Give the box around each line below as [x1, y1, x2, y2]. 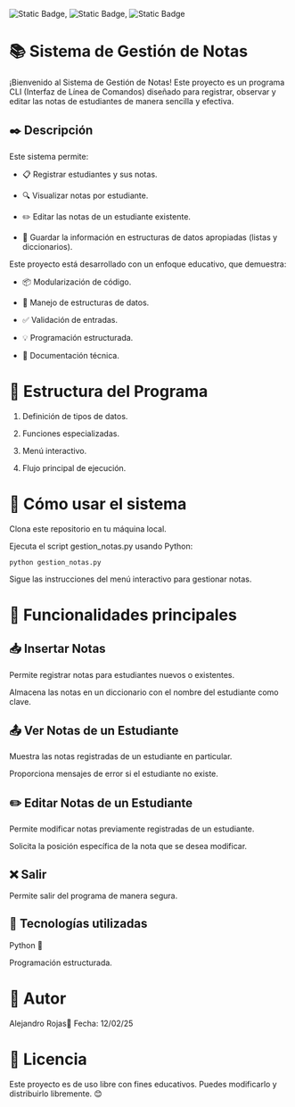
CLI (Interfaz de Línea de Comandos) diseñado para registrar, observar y [9, 86, 276, 97]
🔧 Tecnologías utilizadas [9, 916, 148, 931]
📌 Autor [9, 988, 67, 1009]
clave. [9, 696, 31, 706]
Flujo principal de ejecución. [21, 462, 127, 473]
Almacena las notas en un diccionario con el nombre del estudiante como [9, 687, 279, 698]
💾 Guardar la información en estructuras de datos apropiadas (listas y [21, 232, 278, 243]
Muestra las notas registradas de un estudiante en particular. [9, 751, 233, 762]
